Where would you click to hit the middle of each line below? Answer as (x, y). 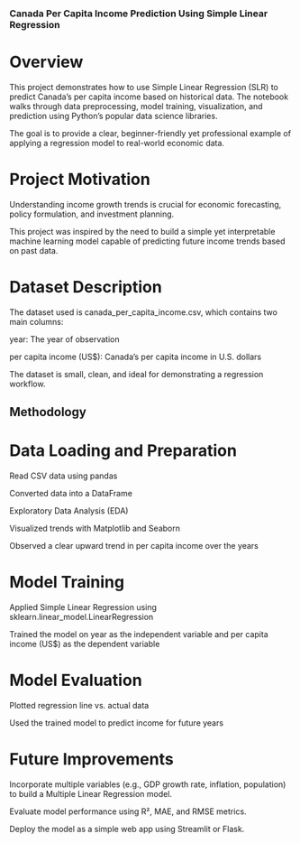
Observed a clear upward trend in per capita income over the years (134, 546)
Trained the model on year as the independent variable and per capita (139, 634)
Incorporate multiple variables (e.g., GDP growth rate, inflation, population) (148, 784)
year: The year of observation (64, 339)
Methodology (48, 412)
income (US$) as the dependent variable (85, 644)
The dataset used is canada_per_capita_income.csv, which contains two (143, 312)
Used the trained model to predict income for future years (116, 723)
